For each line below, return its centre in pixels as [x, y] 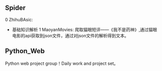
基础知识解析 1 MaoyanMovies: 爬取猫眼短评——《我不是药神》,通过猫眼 [84, 29]
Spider [15, 8]
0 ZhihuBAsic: [19, 19]
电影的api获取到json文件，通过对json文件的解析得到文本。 [70, 35]
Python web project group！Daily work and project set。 [62, 63]
